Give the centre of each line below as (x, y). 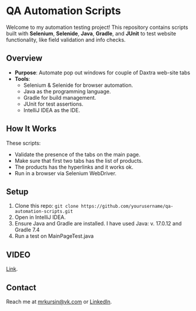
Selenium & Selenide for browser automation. (78, 85)
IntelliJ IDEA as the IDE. (52, 110)
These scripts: (24, 143)
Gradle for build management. (60, 97)
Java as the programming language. (67, 91)
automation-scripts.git (44, 212)
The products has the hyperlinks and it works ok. (74, 167)
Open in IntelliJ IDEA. (40, 217)
